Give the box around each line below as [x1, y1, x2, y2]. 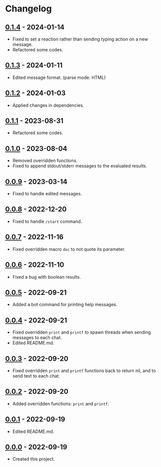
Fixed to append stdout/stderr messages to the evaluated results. [12, 163, 147, 169]
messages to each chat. [12, 335, 62, 341]
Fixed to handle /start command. [12, 218, 82, 224]
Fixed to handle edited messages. [12, 191, 82, 197]
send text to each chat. [12, 373, 60, 379]
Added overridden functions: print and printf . [12, 401, 109, 407]
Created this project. [12, 456, 55, 462]
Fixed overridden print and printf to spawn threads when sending [12, 329, 151, 335]
